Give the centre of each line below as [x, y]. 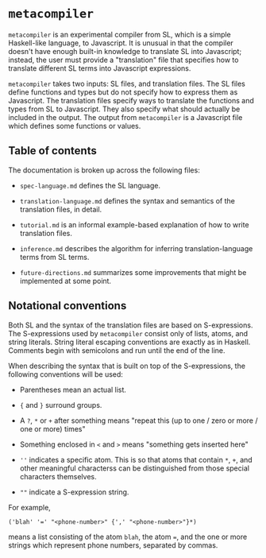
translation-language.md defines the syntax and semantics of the [127, 200]
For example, [30, 507]
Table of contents [52, 151]
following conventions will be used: [66, 374]
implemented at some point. [66, 281]
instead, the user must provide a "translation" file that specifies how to [123, 60]
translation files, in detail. [61, 209]
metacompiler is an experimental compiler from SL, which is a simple [120, 34]
